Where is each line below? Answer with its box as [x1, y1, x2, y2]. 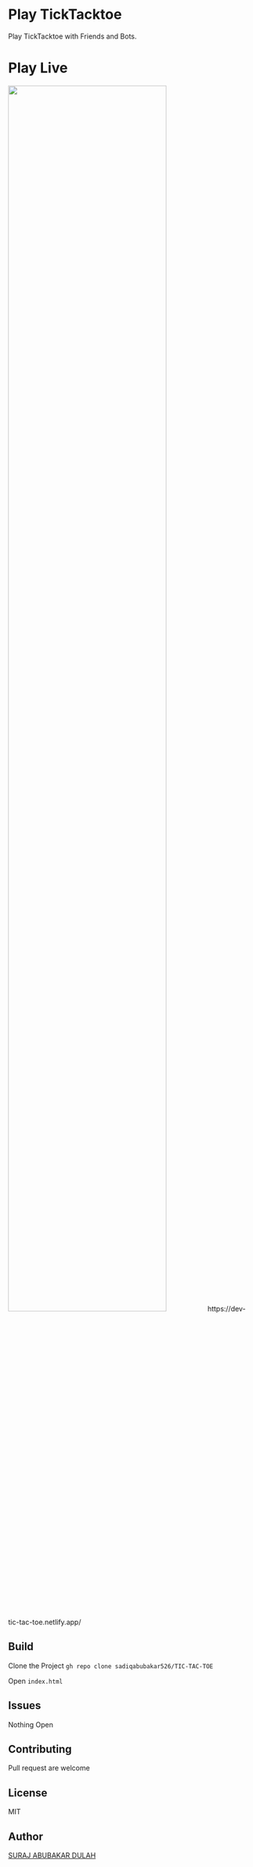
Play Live [8, 59, 68, 77]
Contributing [8, 1742, 72, 1755]
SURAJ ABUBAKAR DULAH [8, 1850, 96, 1860]
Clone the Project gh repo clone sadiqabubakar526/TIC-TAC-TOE [8, 1660, 214, 1671]
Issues [8, 1699, 42, 1712]
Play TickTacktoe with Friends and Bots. [8, 31, 137, 41]
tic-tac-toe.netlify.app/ [8, 1617, 81, 1627]
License [8, 1786, 48, 1799]
